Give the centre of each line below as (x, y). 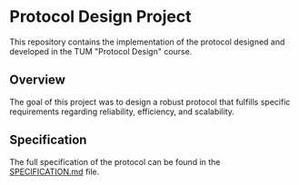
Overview (38, 80)
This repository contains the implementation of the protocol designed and (147, 42)
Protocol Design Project (101, 17)
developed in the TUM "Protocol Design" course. (101, 51)
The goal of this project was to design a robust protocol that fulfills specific (150, 102)
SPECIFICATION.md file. (55, 171)
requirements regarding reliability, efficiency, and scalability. (122, 112)
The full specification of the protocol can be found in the (115, 161)
